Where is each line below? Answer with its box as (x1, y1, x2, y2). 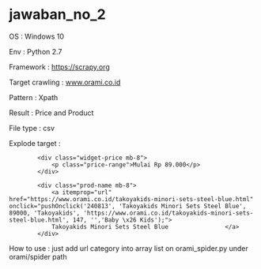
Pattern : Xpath (9, 92, 59, 102)
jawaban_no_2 (9, 6, 106, 24)
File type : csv (9, 123, 55, 133)
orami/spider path (9, 252, 67, 261)
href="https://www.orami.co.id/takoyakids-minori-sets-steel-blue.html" (9, 195, 254, 203)
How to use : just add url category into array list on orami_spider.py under (9, 243, 248, 253)
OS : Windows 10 (9, 32, 65, 41)
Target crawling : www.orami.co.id (9, 77, 121, 87)
